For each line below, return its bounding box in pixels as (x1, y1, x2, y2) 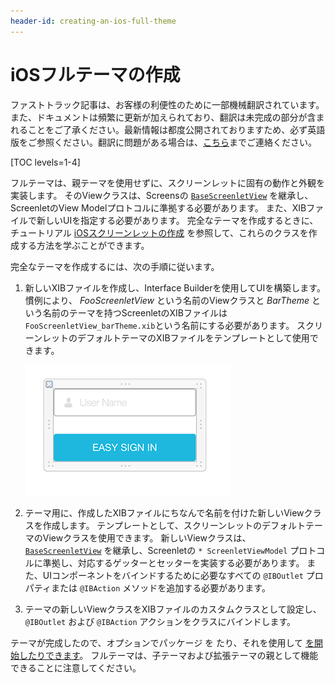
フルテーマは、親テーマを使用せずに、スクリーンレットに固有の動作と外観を (10, 176, 325, 189)
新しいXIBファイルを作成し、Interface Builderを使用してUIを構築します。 (24, 281, 326, 294)
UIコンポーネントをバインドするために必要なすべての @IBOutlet (42, 569, 304, 581)
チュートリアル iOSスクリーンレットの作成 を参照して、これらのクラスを (10, 226, 309, 239)
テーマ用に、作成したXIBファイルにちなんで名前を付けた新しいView (24, 506, 305, 519)
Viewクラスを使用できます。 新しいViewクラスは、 (42, 531, 252, 544)
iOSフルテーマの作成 (10, 63, 181, 86)
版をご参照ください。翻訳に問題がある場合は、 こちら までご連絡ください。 (10, 136, 317, 148)
